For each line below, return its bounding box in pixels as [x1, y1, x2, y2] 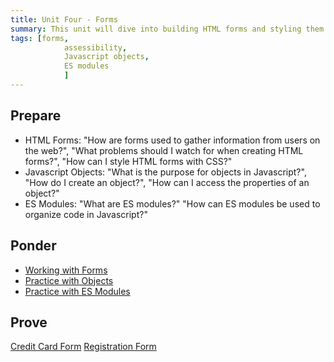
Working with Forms [24, 264, 108, 276]
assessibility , [63, 42, 128, 53]
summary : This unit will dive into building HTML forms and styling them [10, 24, 325, 34]
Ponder [10, 237, 57, 255]
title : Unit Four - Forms [10, 14, 118, 25]
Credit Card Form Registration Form [10, 341, 157, 353]
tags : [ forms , [10, 33, 70, 43]
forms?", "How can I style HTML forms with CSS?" [24, 155, 233, 167]
